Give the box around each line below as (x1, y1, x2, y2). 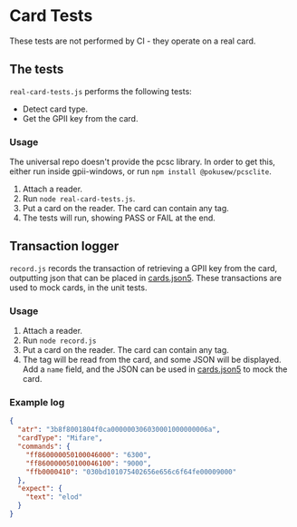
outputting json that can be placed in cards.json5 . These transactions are (9, 272, 283, 283)
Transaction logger (9, 239, 120, 254)
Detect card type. (22, 103, 89, 114)
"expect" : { (17, 484, 63, 493)
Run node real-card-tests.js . (22, 193, 136, 204)
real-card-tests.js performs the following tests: (9, 85, 192, 96)
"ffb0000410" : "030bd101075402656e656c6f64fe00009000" (25, 467, 237, 476)
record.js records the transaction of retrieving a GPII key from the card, (9, 262, 278, 273)
